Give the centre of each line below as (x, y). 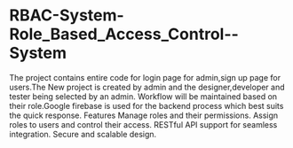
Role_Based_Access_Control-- (124, 34)
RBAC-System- (67, 16)
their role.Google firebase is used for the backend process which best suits (146, 105)
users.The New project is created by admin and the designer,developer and (147, 87)
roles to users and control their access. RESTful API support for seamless (143, 124)
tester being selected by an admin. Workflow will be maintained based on (143, 96)
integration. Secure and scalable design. (83, 134)
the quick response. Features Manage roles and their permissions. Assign (144, 115)
